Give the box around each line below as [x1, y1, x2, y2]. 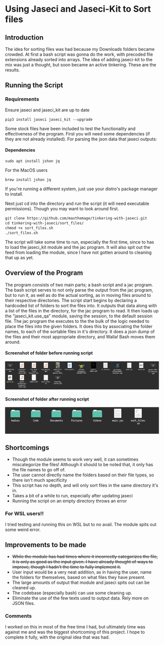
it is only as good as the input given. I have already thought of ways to [12, 559, 153, 565]
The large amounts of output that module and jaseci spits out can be [12, 579, 150, 585]
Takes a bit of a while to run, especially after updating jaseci [12, 493, 133, 499]
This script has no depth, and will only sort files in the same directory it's [12, 483, 159, 489]
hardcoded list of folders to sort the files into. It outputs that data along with [5, 302, 157, 309]
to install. [5, 191, 23, 197]
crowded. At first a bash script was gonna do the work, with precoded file [5, 51, 153, 57]
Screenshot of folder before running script [5, 350, 93, 356]
